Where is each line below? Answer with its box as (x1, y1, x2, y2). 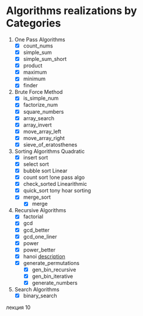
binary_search (23, 292, 57, 300)
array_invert (23, 121, 52, 128)
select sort (23, 160, 50, 168)
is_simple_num (23, 95, 59, 102)
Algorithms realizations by (6, 4, 137, 18)
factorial (23, 213, 44, 220)
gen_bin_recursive (32, 266, 76, 273)
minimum (23, 75, 46, 83)
